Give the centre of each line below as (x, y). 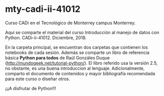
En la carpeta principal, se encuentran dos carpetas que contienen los (77, 47)
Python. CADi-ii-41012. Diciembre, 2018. (46, 38)
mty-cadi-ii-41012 (43, 9)
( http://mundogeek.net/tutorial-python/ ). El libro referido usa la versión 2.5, (82, 63)
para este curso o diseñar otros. (38, 79)
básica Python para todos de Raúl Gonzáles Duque (58, 57)
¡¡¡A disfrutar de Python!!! (31, 88)
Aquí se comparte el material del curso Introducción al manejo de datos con (82, 32)
